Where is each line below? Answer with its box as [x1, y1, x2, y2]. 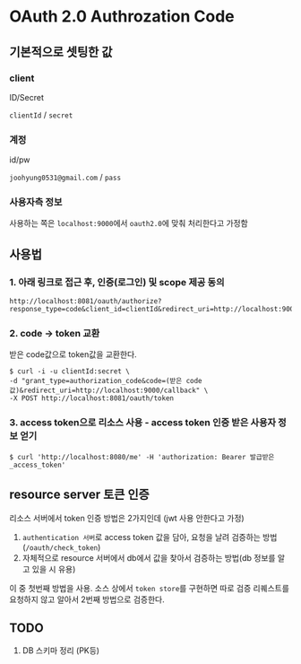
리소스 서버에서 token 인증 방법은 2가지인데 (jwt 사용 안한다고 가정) [9, 512, 245, 523]
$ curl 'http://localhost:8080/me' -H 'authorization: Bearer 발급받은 [9, 452, 275, 461]
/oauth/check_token [25, 543, 99, 553]
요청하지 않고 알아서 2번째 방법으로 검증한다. [9, 594, 165, 605]
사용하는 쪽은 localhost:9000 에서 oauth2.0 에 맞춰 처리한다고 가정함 [9, 218, 248, 229]
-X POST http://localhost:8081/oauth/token [9, 394, 175, 403]
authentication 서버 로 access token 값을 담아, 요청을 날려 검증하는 [21, 531, 262, 542]
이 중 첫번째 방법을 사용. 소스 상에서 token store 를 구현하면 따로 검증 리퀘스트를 [9, 582, 289, 593]
